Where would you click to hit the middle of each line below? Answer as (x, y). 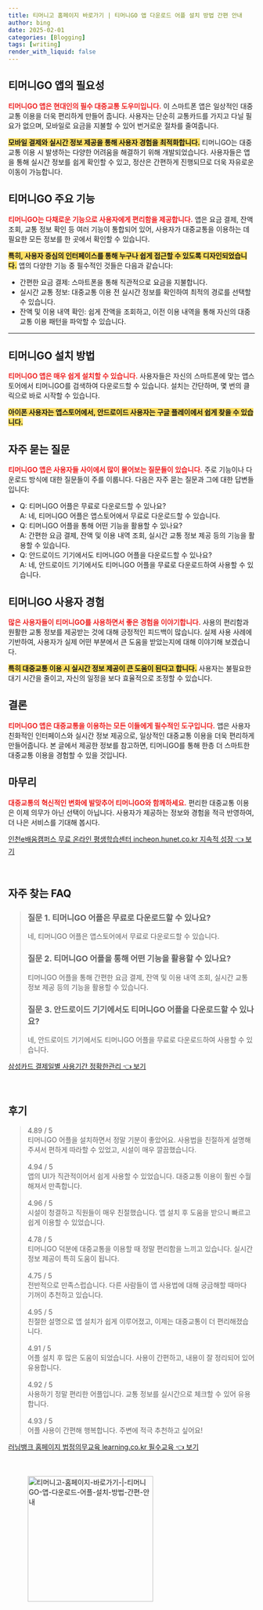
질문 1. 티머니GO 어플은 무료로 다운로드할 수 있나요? (119, 918)
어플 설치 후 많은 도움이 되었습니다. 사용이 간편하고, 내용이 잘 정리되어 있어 (141, 1357)
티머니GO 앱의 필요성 (56, 86)
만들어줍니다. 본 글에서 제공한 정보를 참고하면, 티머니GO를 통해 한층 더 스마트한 (129, 745)
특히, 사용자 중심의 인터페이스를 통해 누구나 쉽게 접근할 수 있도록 (105, 255)
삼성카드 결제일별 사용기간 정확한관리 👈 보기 (77, 1066)
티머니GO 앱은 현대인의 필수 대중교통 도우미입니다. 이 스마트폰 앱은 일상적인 (123, 106)
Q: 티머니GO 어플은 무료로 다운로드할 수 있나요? (93, 506)
